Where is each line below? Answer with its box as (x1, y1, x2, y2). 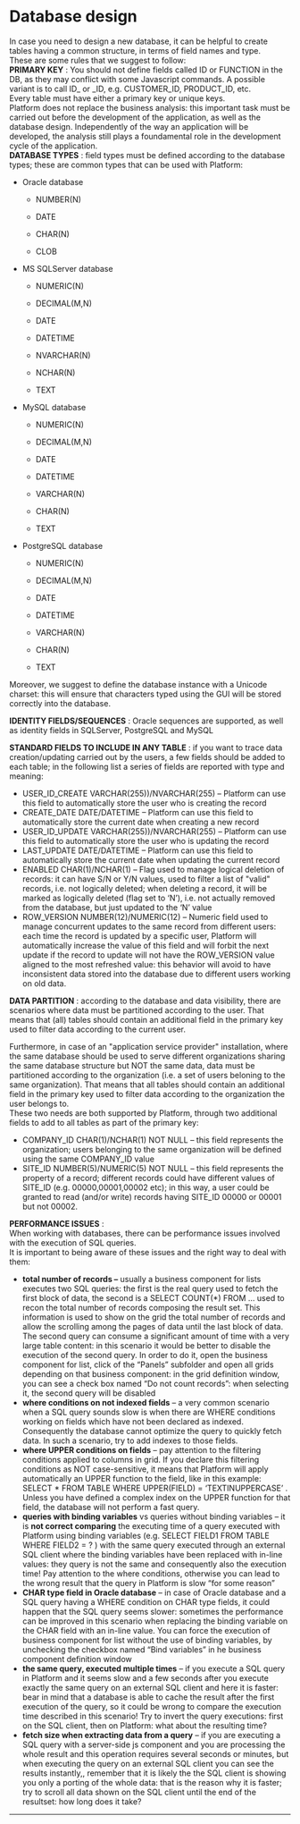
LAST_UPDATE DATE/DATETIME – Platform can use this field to (21, 845, 254, 856)
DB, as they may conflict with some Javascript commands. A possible (9, 73, 266, 84)
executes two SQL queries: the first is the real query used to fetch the (21, 1283, 279, 1294)
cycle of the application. (9, 140, 98, 151)
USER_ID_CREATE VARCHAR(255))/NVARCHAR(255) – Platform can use (21, 788, 287, 798)
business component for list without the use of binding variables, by (21, 1634, 272, 1645)
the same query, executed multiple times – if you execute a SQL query (21, 1663, 286, 1674)
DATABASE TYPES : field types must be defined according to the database (9, 149, 286, 160)
